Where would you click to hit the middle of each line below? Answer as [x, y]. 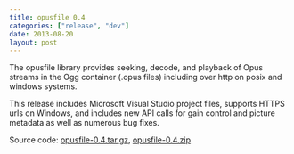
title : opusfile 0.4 [48, 17]
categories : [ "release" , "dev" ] [69, 26]
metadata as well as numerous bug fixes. [85, 123]
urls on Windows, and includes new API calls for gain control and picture [143, 113]
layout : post [33, 42]
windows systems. [43, 86]
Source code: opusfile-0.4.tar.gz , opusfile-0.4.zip [100, 140]
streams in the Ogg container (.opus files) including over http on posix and [146, 77]
